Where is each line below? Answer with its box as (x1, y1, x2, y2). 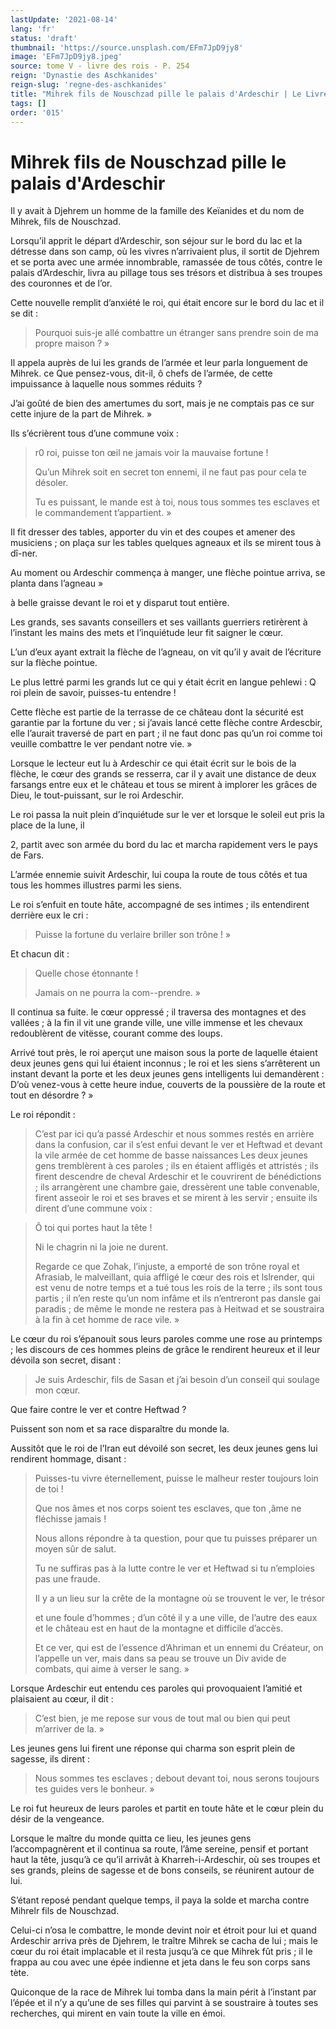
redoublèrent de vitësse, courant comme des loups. (10, 1027, 223, 1040)
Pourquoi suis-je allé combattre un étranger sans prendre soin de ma (34, 327, 319, 339)
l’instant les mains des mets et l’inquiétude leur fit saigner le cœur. (10, 627, 284, 639)
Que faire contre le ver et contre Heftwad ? (10, 1404, 187, 1416)
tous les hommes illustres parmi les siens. (10, 879, 183, 891)
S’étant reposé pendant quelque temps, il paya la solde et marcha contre (10, 1894, 310, 1906)
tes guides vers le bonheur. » (34, 1783, 155, 1795)
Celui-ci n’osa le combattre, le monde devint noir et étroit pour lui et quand (10, 1924, 317, 1936)
